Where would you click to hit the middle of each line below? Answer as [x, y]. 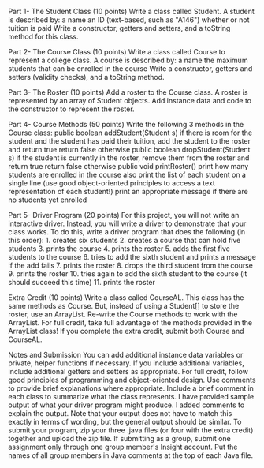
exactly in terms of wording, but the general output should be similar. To [125, 422]
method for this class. [43, 36]
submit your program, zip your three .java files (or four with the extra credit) [131, 430]
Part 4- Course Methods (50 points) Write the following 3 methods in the [126, 124]
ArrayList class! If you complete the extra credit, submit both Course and [126, 331]
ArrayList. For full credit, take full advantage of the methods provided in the [130, 322]
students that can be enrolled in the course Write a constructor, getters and [130, 69]
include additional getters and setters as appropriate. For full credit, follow [128, 371]
